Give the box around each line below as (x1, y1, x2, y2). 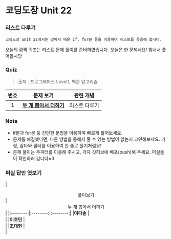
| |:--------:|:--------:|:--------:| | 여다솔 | (5, 210, 90, 216)
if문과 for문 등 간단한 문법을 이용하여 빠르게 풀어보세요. (12, 130, 123, 136)
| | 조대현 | (5, 223, 25, 229)
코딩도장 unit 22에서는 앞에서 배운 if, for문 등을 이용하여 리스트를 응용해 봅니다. (5, 37, 162, 42)
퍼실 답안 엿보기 (5, 169, 42, 177)
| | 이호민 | (5, 216, 25, 223)
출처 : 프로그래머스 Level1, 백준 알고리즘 (17, 78, 98, 84)
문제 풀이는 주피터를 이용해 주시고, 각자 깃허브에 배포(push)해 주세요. (12, 149, 151, 155)
